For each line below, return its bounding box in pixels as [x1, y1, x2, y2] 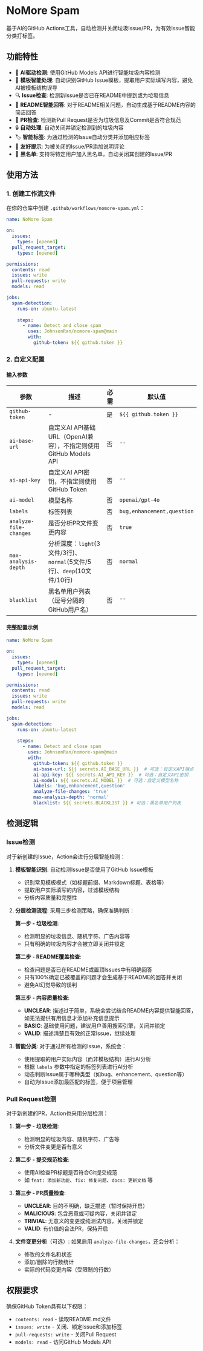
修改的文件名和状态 [24, 1250, 72, 1258]
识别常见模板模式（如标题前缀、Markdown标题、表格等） [24, 878, 167, 886]
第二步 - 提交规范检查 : [14, 1156, 70, 1163]
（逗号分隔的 [48, 596, 85, 605]
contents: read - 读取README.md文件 [14, 1315, 112, 1322]
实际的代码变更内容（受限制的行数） [24, 1265, 115, 1273]
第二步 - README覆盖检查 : [14, 953, 82, 960]
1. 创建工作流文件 [6, 189, 56, 198]
